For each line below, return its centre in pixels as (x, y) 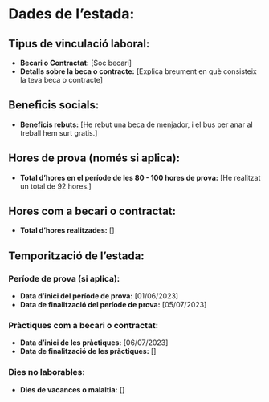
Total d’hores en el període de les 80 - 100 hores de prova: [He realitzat (140, 177)
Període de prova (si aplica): (64, 278)
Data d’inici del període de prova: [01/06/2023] (99, 296)
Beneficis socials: (54, 105)
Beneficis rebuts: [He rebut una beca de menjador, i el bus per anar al (136, 124)
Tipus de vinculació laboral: (79, 44)
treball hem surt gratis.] (59, 132)
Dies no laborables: (47, 372)
